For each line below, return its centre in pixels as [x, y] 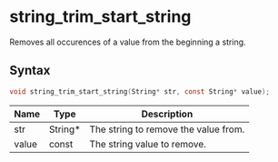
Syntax [30, 71]
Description [167, 114]
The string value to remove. [148, 144]
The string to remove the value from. [167, 129]
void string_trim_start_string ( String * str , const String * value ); [140, 91]
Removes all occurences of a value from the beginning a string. [128, 42]
